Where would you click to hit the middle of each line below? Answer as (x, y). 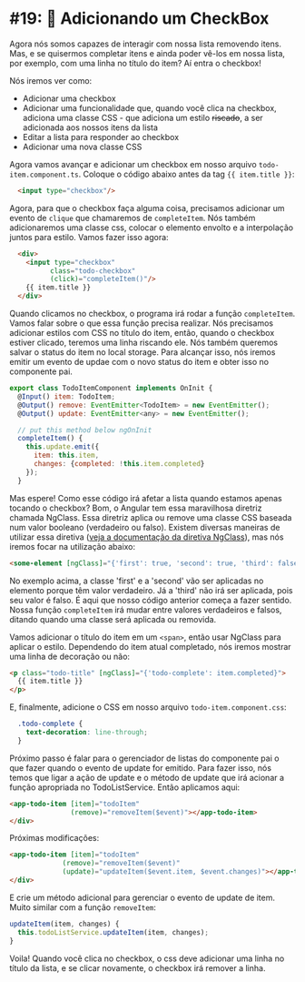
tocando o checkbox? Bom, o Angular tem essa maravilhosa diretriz (136, 508)
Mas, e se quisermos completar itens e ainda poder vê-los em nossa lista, (148, 53)
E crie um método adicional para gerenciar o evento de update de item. (142, 897)
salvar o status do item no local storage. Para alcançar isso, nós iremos (143, 352)
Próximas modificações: (54, 838)
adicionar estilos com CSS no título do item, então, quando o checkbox (142, 333)
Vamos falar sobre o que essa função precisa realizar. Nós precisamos (142, 323)
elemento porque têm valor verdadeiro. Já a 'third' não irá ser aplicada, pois (151, 590)
